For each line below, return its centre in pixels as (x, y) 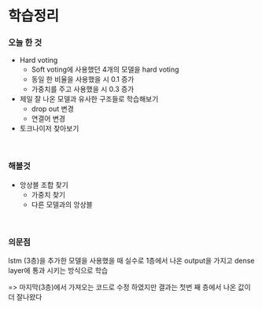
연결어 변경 (48, 119)
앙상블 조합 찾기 (44, 185)
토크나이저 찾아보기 (49, 129)
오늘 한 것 (25, 42)
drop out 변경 (53, 109)
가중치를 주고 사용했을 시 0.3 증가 (83, 89)
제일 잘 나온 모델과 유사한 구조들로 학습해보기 (89, 99)
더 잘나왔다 (25, 297)
